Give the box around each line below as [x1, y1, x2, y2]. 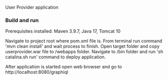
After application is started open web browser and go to [5, 64, 122, 70]
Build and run [5, 17, 39, 24]
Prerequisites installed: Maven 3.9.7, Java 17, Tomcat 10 [5, 28, 121, 34]
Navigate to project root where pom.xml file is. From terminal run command [5, 38, 162, 44]
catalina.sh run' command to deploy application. [5, 54, 106, 60]
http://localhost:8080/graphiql [5, 69, 69, 75]
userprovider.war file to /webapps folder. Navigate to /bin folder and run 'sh [5, 49, 163, 55]
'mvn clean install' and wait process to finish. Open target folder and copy [5, 43, 160, 49]
